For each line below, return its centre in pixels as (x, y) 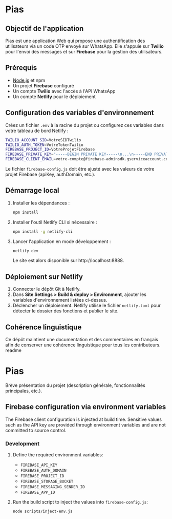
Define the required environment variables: (58, 455)
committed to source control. (36, 430)
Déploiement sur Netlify (44, 277)
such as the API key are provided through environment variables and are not (86, 424)
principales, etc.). (24, 391)
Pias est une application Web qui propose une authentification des (75, 41)
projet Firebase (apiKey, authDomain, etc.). (50, 174)
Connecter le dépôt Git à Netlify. (47, 289)
